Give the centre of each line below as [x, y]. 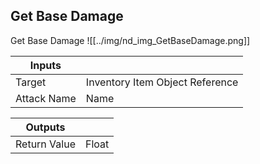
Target [31, 82]
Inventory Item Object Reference [162, 82]
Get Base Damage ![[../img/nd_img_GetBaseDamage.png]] [130, 40]
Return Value [45, 144]
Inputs [45, 65]
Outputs [45, 127]
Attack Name [46, 98]
